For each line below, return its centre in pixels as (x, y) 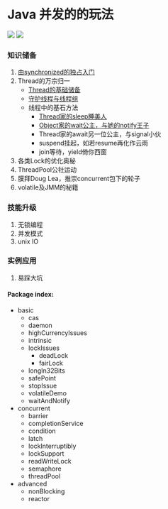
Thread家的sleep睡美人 (73, 116)
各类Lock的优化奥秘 (46, 161)
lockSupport (46, 454)
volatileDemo (47, 393)
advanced (32, 484)
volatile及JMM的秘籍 (48, 187)
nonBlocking (46, 491)
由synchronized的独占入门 (56, 72)
